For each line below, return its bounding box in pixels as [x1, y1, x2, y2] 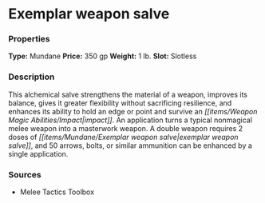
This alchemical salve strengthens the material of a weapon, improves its [8, 90, 248, 99]
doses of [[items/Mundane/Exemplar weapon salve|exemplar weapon [8, 132, 239, 141]
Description [8, 71, 55, 82]
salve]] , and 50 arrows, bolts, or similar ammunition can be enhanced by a [8, 141, 253, 150]
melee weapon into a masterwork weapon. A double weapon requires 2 [8, 123, 243, 133]
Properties [8, 34, 50, 45]
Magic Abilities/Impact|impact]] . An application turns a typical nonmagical [8, 115, 253, 125]
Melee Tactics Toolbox [19, 187, 94, 197]
